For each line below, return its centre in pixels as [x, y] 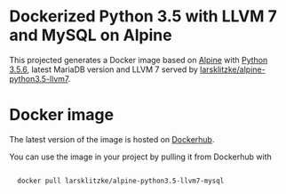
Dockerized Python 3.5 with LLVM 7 [143, 16]
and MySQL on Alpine [91, 35]
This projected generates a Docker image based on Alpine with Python [139, 60]
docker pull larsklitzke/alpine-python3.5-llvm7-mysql [121, 181]
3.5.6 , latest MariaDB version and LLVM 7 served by [103, 69]
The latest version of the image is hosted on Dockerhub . [112, 139]
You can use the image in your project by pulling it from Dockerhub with [141, 157]
